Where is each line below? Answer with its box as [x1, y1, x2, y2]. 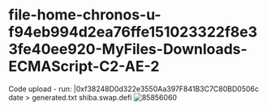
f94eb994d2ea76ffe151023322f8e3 [8, 23, 258, 41]
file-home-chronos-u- [8, 6, 161, 24]
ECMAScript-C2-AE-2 [8, 57, 160, 76]
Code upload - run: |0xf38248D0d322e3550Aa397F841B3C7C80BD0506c [8, 83, 260, 94]
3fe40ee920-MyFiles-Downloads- [8, 40, 248, 58]
